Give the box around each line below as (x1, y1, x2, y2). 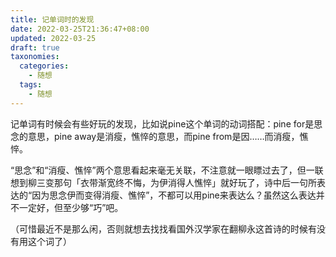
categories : (19, 61, 70, 71)
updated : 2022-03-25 (10, 33, 97, 43)
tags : (19, 80, 43, 90)
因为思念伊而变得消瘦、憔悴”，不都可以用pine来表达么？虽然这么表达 (31, 189, 317, 201)
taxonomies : (10, 52, 60, 62)
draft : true (10, 42, 60, 53)
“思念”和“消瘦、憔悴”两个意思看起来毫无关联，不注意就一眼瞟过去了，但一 (10, 164, 315, 176)
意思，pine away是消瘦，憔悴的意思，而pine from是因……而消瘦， (27, 130, 300, 142)
